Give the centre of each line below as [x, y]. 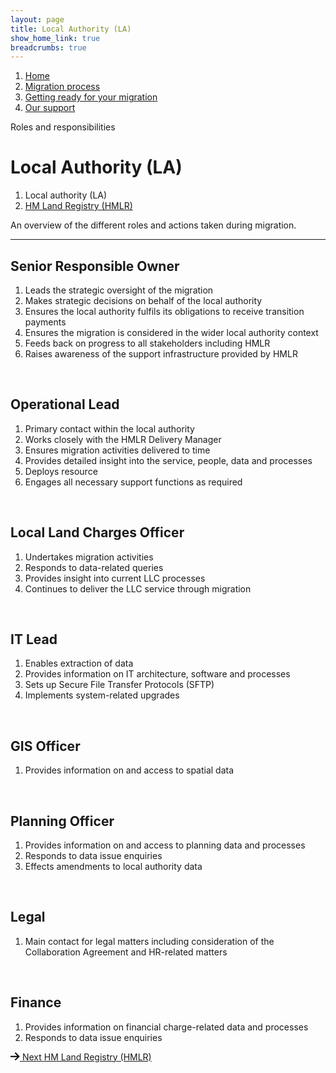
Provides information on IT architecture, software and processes [157, 674]
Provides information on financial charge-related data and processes [166, 1027]
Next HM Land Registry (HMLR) [86, 1057]
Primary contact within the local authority [109, 428]
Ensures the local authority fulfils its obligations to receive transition [164, 311]
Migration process [62, 87]
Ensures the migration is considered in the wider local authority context [171, 332]
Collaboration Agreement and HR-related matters [126, 952]
